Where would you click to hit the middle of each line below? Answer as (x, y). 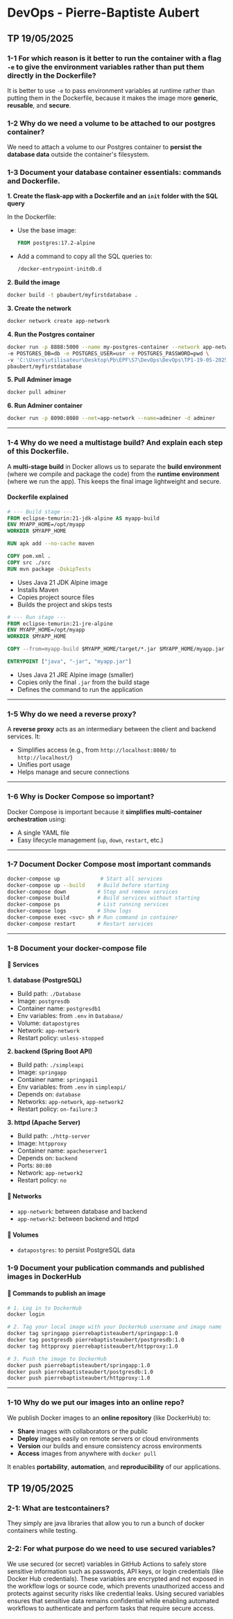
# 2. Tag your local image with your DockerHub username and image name (114, 1327)
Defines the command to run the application (80, 689)
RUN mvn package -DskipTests (49, 569)
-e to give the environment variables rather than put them (106, 67)
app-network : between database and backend (82, 1212)
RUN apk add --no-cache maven (51, 544)
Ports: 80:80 (34, 1165)
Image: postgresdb (43, 1001)
